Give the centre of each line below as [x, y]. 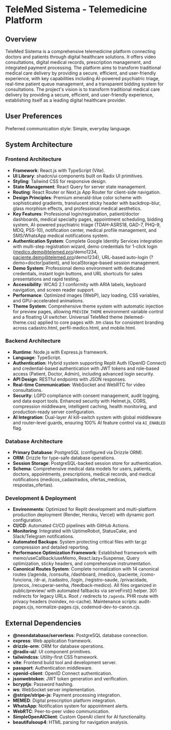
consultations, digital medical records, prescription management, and [78, 62]
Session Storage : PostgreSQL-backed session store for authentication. [87, 463]
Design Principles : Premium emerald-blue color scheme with [77, 197]
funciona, [23, 580]
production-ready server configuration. [54, 412]
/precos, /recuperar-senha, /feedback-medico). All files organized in [84, 585]
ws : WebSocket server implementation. [54, 690]
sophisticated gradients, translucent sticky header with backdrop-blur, [87, 203]
